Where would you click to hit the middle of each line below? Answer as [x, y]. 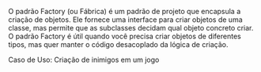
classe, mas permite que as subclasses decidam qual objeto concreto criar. [131, 28]
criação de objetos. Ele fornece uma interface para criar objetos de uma [125, 20]
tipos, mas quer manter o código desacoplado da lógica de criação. [118, 45]
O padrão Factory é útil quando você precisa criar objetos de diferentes [125, 36]
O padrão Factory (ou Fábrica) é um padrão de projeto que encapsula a [125, 11]
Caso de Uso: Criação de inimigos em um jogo [84, 59]
